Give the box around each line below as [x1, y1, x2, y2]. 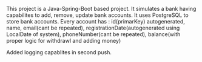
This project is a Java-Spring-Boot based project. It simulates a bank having [6, 5, 197, 12]
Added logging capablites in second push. [6, 49, 112, 56]
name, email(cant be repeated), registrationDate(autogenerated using [6, 24, 180, 31]
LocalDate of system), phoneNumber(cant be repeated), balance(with [6, 31, 181, 38]
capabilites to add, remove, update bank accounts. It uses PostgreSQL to [6, 11, 189, 19]
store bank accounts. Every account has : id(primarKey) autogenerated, [6, 18, 185, 25]
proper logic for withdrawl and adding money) [6, 37, 121, 44]
